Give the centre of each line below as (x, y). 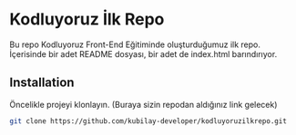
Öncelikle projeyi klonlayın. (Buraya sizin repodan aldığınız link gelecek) (143, 104)
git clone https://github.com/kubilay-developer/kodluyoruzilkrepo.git (148, 121)
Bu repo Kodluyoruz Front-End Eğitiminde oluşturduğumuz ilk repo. (135, 44)
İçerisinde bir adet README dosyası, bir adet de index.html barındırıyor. (143, 53)
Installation (42, 83)
